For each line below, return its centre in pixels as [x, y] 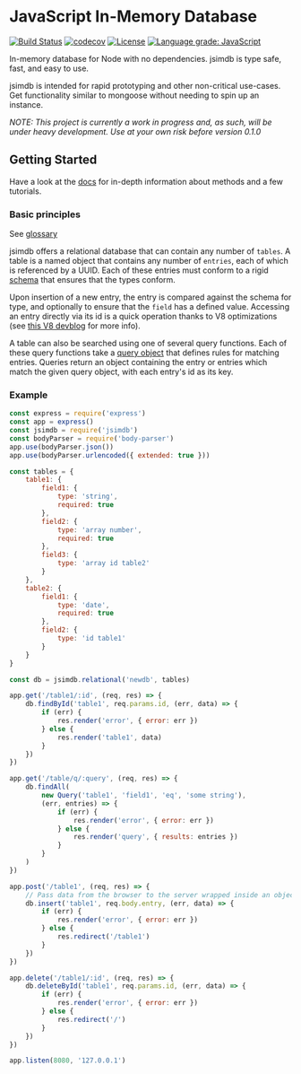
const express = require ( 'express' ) [77, 414]
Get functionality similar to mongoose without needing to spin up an [134, 95]
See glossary [34, 234]
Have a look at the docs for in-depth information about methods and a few [146, 181]
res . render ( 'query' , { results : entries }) [156, 837]
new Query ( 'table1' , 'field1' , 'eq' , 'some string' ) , [144, 796]
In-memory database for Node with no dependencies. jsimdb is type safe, [146, 58]
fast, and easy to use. [49, 68]
